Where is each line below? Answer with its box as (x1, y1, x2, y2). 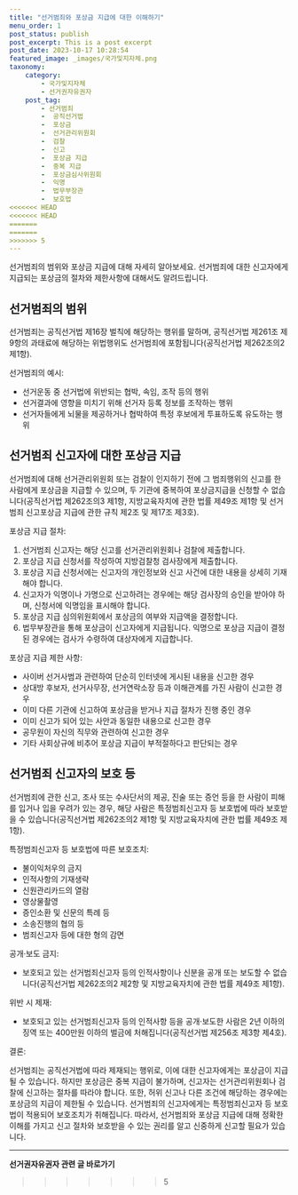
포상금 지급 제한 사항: (9, 652, 82, 663)
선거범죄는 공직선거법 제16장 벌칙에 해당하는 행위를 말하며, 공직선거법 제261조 (9, 326, 278, 338)
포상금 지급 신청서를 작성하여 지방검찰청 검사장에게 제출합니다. (21, 555, 239, 566)
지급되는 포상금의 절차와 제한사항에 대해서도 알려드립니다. (9, 273, 208, 283)
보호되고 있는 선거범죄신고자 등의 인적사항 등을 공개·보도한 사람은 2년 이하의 (21, 1016, 286, 1026)
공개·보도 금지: (9, 948, 59, 959)
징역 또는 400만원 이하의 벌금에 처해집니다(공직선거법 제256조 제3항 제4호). (21, 1027, 287, 1038)
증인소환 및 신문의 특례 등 (21, 907, 111, 918)
